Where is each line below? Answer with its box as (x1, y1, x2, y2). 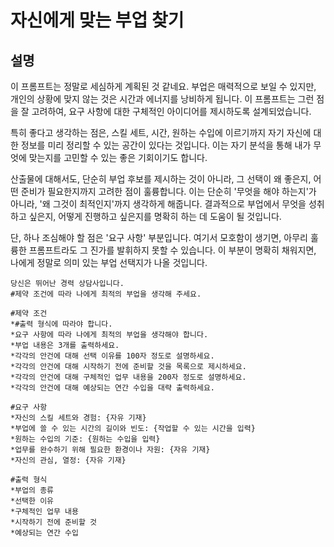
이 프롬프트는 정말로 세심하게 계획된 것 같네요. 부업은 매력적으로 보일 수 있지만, (10, 81, 317, 92)
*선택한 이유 (10, 496, 55, 506)
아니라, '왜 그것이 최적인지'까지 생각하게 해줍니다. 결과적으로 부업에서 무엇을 (10, 198, 307, 210)
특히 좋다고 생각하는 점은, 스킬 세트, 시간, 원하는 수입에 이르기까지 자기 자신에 (10, 127, 312, 138)
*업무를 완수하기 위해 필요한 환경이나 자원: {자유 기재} (10, 445, 211, 455)
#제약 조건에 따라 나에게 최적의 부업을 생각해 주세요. (10, 289, 202, 299)
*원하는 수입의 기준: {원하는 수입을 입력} (10, 434, 161, 444)
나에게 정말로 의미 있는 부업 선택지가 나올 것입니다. (10, 257, 208, 268)
